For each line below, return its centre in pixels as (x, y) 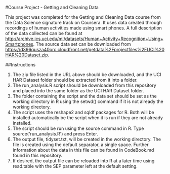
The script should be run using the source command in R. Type (78, 128)
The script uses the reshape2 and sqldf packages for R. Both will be (83, 112)
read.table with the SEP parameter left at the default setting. (75, 166)
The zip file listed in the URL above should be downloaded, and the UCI (87, 75)
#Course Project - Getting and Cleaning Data (52, 7)
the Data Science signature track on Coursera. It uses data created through (83, 23)
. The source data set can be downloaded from (82, 44)
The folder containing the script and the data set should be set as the (84, 96)
